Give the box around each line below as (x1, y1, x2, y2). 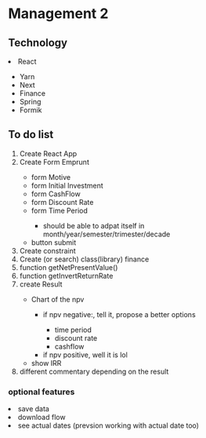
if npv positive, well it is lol (42, 350, 128, 360)
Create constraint (19, 246, 76, 255)
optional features (8, 386, 75, 397)
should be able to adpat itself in (42, 221, 145, 230)
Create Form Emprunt (19, 157, 90, 166)
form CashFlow (31, 189, 81, 199)
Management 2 (8, 5, 109, 23)
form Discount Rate (31, 197, 94, 206)
